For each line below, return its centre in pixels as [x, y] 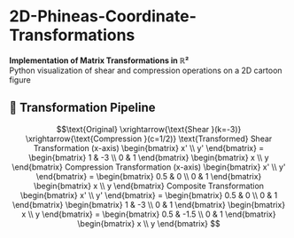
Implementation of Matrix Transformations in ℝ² [99, 60]
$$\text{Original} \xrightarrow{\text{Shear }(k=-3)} [149, 129]
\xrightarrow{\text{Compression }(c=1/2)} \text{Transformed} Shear [149, 139]
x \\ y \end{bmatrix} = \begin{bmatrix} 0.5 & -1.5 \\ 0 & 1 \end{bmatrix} [149, 214]
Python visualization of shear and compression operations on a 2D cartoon [146, 70]
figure [20, 79]
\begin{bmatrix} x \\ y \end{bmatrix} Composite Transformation [149, 186]
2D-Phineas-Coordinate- [103, 16]
